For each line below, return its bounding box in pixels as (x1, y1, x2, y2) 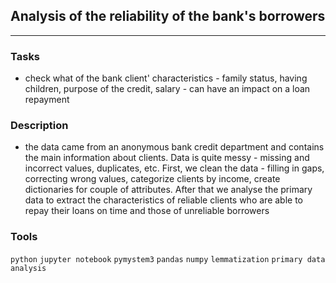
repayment (24, 94, 70, 106)
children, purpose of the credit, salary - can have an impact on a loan (24, 83, 311, 95)
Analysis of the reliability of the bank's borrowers (10, 8, 326, 25)
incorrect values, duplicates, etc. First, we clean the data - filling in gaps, (24, 162, 325, 174)
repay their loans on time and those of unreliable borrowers (24, 205, 270, 217)
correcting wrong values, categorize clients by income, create (24, 173, 281, 185)
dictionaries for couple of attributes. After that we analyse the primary (24, 184, 313, 196)
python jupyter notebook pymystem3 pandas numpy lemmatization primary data (10, 254, 326, 264)
